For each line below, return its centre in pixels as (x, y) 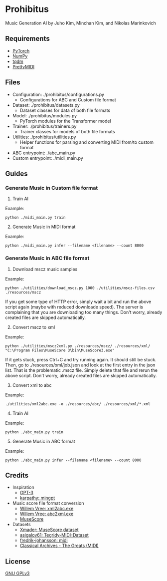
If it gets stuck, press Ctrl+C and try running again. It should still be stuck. (81, 359)
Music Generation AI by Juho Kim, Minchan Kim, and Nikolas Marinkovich (81, 23)
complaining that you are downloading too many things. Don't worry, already (84, 312)
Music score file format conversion (48, 503)
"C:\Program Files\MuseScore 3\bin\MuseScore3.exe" (60, 350)
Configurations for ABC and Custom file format (68, 100)
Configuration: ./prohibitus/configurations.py (58, 94)
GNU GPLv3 (17, 574)
